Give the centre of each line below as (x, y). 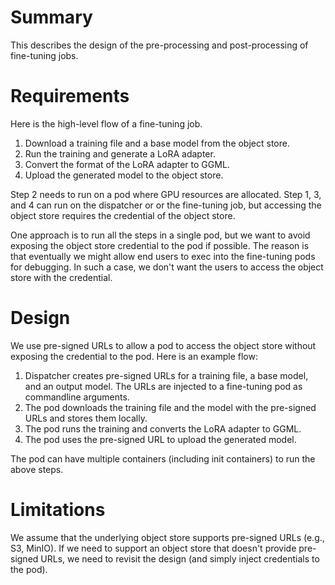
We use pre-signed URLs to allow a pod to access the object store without (163, 345)
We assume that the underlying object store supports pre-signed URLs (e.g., (167, 537)
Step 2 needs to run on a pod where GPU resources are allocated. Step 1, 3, (166, 194)
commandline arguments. (77, 397)
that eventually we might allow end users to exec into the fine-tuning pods (163, 256)
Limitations (58, 510)
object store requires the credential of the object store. (123, 215)
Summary (51, 17)
